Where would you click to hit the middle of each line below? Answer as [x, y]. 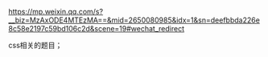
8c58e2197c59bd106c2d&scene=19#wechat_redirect [97, 28]
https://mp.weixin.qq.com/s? [56, 12]
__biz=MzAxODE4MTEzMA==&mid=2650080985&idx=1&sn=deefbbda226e [134, 20]
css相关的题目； [35, 45]
